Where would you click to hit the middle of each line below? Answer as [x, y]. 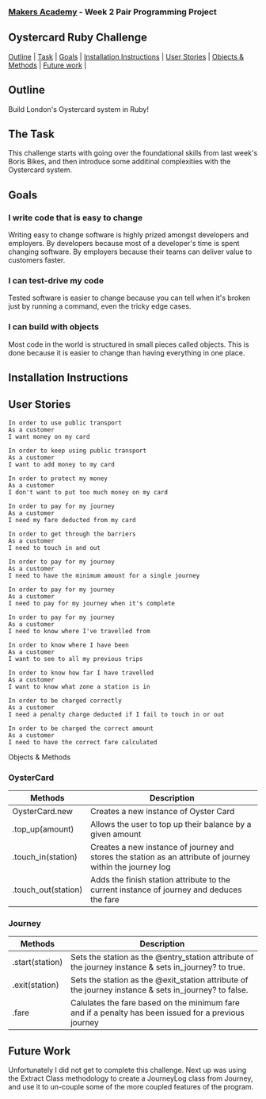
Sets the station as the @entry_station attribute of [162, 957]
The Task [32, 134]
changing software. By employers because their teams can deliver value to [130, 252]
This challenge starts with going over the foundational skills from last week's [133, 153]
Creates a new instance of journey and [162, 847]
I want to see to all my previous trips [76, 659]
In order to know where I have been [68, 645]
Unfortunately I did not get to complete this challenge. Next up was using [127, 1070]
